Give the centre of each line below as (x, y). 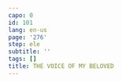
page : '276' (28, 37)
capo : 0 (21, 15)
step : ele (24, 45)
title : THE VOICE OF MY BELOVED (61, 66)
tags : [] (22, 59)
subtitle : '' (30, 52)
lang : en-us (28, 30)
